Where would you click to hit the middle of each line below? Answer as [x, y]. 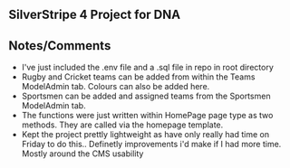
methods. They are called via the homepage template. [122, 125]
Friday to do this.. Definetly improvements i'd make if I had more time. [151, 145]
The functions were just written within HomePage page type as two [147, 116]
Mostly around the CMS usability [82, 154]
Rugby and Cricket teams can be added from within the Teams [138, 77]
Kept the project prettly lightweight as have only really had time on [145, 135]
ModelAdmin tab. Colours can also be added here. [116, 87]
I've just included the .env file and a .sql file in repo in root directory [147, 68]
